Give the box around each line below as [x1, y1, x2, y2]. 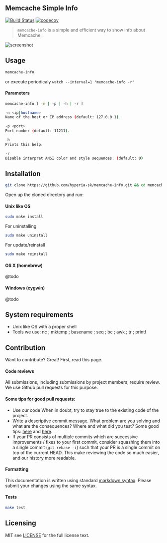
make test [5, 505, 26, 510]
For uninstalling [5, 223, 37, 229]
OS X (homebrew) [5, 262, 43, 269]
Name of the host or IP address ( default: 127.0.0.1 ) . [5, 115, 121, 120]
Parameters [5, 90, 30, 96]
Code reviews [5, 368, 34, 374]
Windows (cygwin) [5, 284, 45, 291]
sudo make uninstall [5, 233, 48, 238]
